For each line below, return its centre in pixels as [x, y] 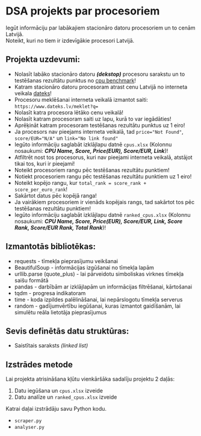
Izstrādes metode [39, 365]
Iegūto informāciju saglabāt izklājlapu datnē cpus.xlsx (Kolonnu [93, 144]
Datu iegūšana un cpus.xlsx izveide [59, 391]
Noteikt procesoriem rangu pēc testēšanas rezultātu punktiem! [92, 170]
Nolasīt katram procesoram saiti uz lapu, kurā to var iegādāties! [93, 119]
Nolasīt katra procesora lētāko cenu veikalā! [69, 112]
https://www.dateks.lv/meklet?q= [56, 107]
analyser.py [29, 428]
